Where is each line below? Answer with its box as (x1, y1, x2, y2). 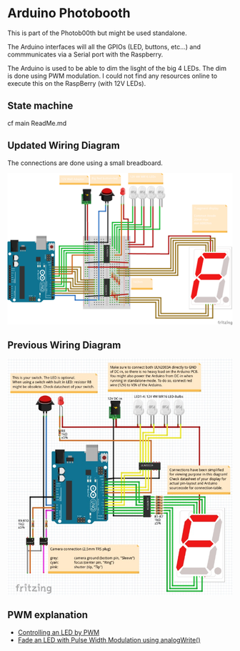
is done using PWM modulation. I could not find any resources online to (7, 71, 218, 80)
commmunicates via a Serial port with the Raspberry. (7, 50, 164, 59)
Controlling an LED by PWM (17, 627, 100, 637)
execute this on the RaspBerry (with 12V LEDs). (7, 79, 146, 87)
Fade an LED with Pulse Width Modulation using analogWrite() (17, 635, 201, 644)
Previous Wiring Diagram (7, 339, 121, 351)
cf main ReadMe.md (7, 119, 67, 127)
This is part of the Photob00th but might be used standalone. (7, 29, 187, 37)
